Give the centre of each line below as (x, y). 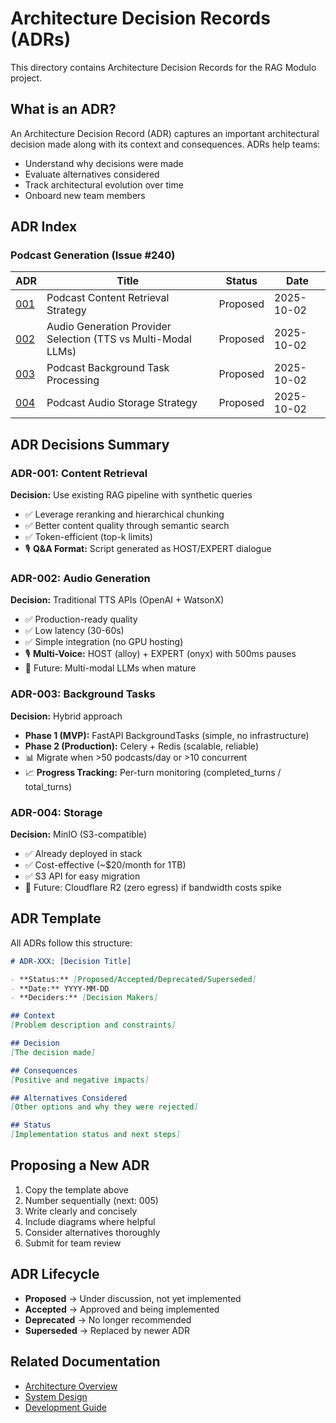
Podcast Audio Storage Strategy (122, 403)
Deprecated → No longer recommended (108, 1319)
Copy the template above (77, 1189)
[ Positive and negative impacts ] (80, 1080)
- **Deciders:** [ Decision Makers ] (84, 998)
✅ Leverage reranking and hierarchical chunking (124, 514)
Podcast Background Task (108, 368)
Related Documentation (85, 1362)
